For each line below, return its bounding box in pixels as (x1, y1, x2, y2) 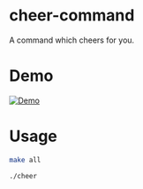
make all (9, 155, 41, 164)
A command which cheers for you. (9, 35, 135, 45)
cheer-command (9, 5, 135, 26)
